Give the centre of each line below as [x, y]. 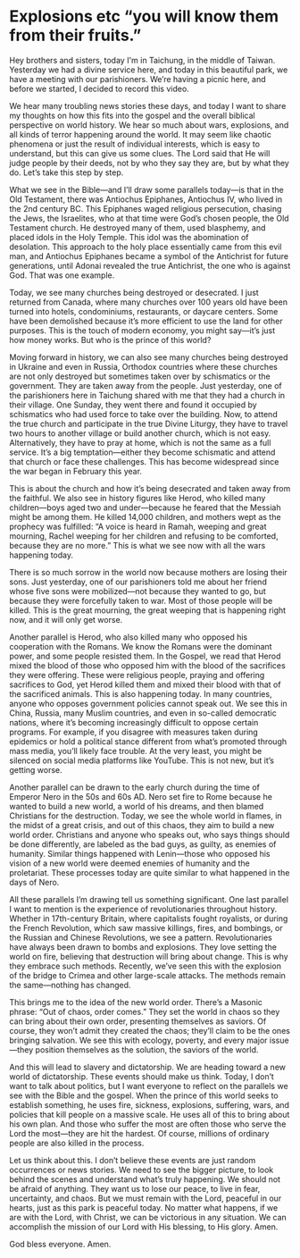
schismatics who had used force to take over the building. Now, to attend [144, 414]
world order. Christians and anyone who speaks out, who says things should [150, 834]
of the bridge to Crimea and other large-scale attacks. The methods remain [147, 975]
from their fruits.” [75, 35]
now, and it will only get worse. [66, 619]
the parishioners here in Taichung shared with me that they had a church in [147, 395]
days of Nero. [34, 882]
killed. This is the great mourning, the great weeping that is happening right [148, 610]
